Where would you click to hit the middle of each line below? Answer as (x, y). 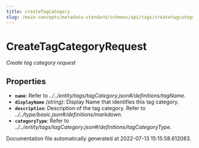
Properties (26, 81)
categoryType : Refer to (42, 121)
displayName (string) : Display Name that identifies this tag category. (97, 102)
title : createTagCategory (38, 12)
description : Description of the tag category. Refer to (80, 108)
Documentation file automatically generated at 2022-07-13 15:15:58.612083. (99, 139)
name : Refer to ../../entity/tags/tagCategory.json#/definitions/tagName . (100, 96)
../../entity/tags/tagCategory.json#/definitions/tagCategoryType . (93, 127)
